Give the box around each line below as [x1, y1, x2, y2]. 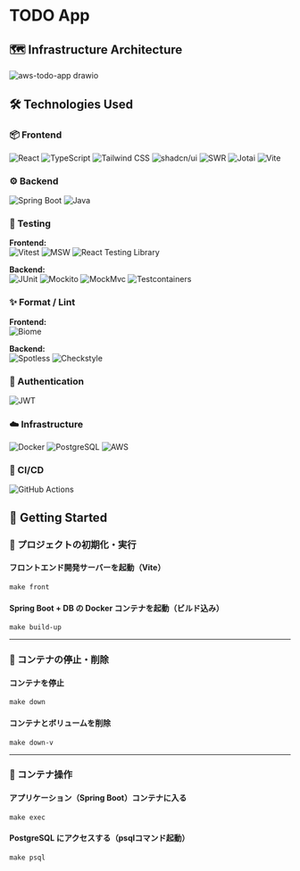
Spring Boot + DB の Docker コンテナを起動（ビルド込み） [9, 602, 225, 613]
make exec [9, 813, 46, 822]
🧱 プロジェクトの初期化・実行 [9, 538, 137, 551]
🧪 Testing [9, 217, 52, 229]
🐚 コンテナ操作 [9, 768, 73, 781]
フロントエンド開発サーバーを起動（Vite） [9, 562, 166, 573]
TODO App [9, 5, 91, 26]
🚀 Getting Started [9, 510, 108, 525]
